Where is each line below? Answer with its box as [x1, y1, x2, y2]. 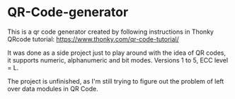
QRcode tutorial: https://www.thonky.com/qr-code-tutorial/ [7, 34, 179, 43]
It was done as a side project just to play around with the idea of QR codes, [7, 48, 227, 57]
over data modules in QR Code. [7, 84, 98, 93]
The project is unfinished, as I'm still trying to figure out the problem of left [7, 77, 224, 85]
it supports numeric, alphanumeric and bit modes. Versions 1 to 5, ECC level [7, 55, 229, 64]
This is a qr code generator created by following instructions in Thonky [7, 27, 214, 36]
